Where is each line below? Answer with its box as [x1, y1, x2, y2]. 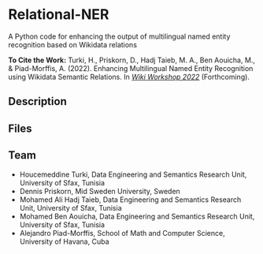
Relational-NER [8, 6, 109, 24]
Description [8, 95, 67, 108]
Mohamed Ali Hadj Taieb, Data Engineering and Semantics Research [19, 195, 242, 204]
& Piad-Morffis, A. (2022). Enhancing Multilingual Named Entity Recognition [8, 63, 254, 73]
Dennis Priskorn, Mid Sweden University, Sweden [19, 186, 181, 196]
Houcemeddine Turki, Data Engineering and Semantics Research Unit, [19, 170, 247, 179]
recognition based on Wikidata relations [8, 39, 138, 49]
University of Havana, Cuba [19, 237, 109, 246]
